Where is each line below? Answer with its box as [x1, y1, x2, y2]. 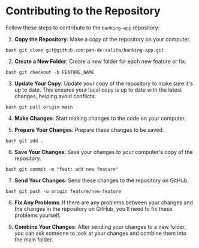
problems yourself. [14, 211, 61, 219]
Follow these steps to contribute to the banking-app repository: [5, 24, 160, 31]
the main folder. [14, 235, 53, 243]
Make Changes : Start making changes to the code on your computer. [14, 114, 186, 122]
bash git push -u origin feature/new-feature [5, 188, 121, 194]
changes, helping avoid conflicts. [14, 92, 97, 99]
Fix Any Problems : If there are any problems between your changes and [14, 199, 193, 206]
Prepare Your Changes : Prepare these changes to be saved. [14, 126, 164, 133]
